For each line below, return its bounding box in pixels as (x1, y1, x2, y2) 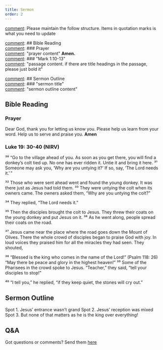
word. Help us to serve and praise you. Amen (5, 131, 97, 137)
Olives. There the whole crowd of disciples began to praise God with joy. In (5, 234, 157, 241)
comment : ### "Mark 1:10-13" (5, 55, 66, 61)
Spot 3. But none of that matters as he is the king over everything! (5, 312, 138, 318)
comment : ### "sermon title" (5, 81, 64, 86)
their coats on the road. (5, 219, 53, 226)
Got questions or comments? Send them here (5, 339, 97, 345)
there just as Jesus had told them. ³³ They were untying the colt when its (5, 185, 152, 191)
